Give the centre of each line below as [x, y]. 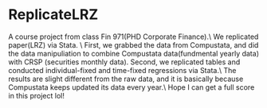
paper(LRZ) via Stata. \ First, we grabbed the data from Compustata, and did [133, 44]
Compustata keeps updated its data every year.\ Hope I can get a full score [132, 87]
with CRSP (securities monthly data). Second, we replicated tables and [124, 62]
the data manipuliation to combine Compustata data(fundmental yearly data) [133, 53]
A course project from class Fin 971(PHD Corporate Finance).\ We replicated [133, 37]
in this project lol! [37, 95]
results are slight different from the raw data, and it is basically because [126, 79]
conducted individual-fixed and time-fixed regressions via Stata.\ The [122, 70]
